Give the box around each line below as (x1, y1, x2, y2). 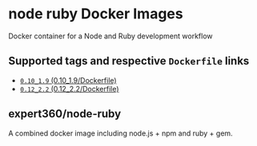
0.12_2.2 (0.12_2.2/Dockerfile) (19, 84, 119, 93)
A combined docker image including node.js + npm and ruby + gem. (8, 128, 234, 138)
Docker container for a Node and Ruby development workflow (8, 31, 213, 41)
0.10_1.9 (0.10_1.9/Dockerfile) (19, 75, 118, 85)
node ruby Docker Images (8, 5, 183, 23)
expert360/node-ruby (8, 107, 122, 120)
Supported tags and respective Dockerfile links (8, 54, 250, 68)
